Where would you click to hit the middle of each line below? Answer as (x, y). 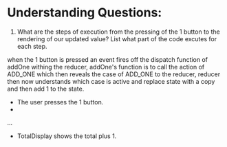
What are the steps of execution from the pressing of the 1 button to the (118, 32)
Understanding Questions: (85, 13)
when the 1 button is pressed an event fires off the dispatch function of (108, 59)
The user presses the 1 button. (60, 102)
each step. (32, 46)
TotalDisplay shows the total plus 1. (67, 136)
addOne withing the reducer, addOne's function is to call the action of (106, 67)
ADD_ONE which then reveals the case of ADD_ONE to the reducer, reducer (114, 74)
